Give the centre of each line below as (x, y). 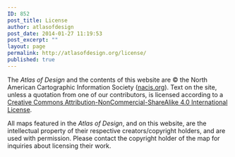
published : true (31, 60)
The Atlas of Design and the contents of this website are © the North (108, 80)
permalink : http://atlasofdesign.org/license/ (77, 54)
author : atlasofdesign (41, 27)
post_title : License (38, 20)
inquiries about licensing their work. (59, 146)
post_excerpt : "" (33, 40)
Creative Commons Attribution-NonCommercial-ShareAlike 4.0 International (117, 102)
